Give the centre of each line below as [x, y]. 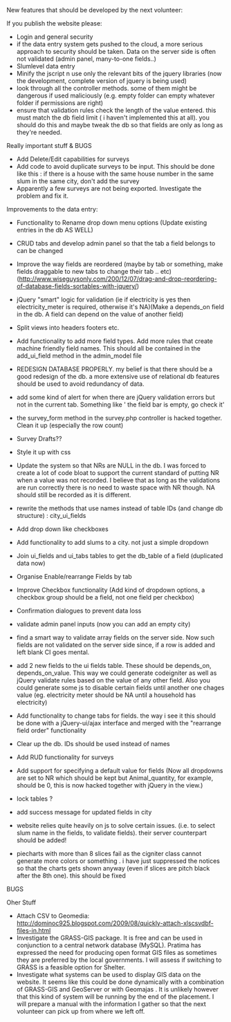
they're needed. [39, 132]
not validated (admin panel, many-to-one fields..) [86, 59]
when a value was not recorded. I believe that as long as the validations [118, 480]
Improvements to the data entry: [52, 209]
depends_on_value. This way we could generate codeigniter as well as [117, 673]
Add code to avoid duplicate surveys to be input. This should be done [115, 166]
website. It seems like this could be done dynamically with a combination [120, 982]
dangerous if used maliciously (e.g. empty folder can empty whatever [115, 95]
